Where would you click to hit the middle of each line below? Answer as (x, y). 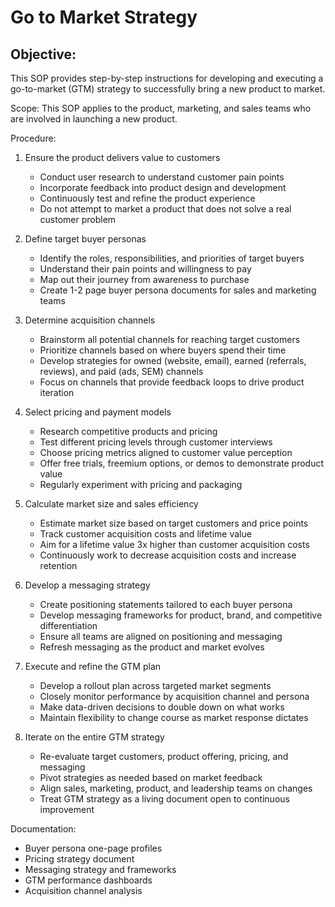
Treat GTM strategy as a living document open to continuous (164, 799)
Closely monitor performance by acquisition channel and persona (174, 696)
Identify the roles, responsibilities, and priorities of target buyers (172, 258)
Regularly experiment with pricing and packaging (141, 484)
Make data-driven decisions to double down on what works (162, 707)
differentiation (68, 625)
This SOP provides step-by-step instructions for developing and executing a (167, 78)
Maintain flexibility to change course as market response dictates (174, 717)
